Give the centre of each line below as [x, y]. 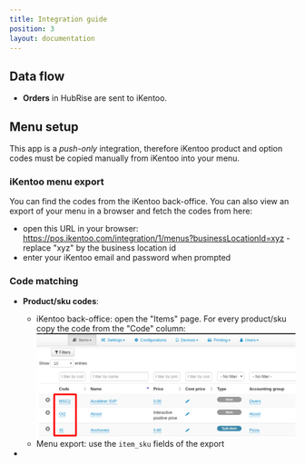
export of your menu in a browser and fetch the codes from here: [131, 211]
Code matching [44, 282]
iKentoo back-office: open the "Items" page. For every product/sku [162, 319]
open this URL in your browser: [80, 229]
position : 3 [32, 29]
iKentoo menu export [57, 182]
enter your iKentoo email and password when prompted [127, 258]
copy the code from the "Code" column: [111, 328]
